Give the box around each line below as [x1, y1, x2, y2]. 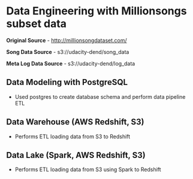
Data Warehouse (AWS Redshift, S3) [6, 117, 144, 127]
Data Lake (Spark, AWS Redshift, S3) [6, 150, 146, 160]
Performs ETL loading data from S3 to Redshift [14, 133, 131, 140]
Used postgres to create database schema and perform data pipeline [14, 93, 186, 100]
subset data [6, 17, 67, 31]
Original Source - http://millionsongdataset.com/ [6, 37, 127, 44]
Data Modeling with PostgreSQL [6, 77, 128, 87]
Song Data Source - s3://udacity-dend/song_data [6, 48, 129, 55]
